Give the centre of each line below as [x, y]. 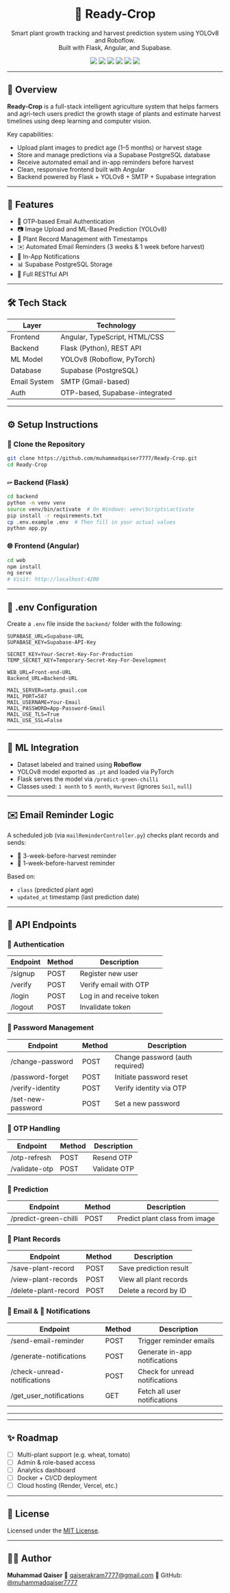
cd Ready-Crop [27, 465]
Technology [116, 325]
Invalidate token [105, 1007]
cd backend [23, 497]
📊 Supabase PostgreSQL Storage [65, 264]
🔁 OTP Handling [34, 1128]
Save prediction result [154, 1268]
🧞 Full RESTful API [42, 274]
